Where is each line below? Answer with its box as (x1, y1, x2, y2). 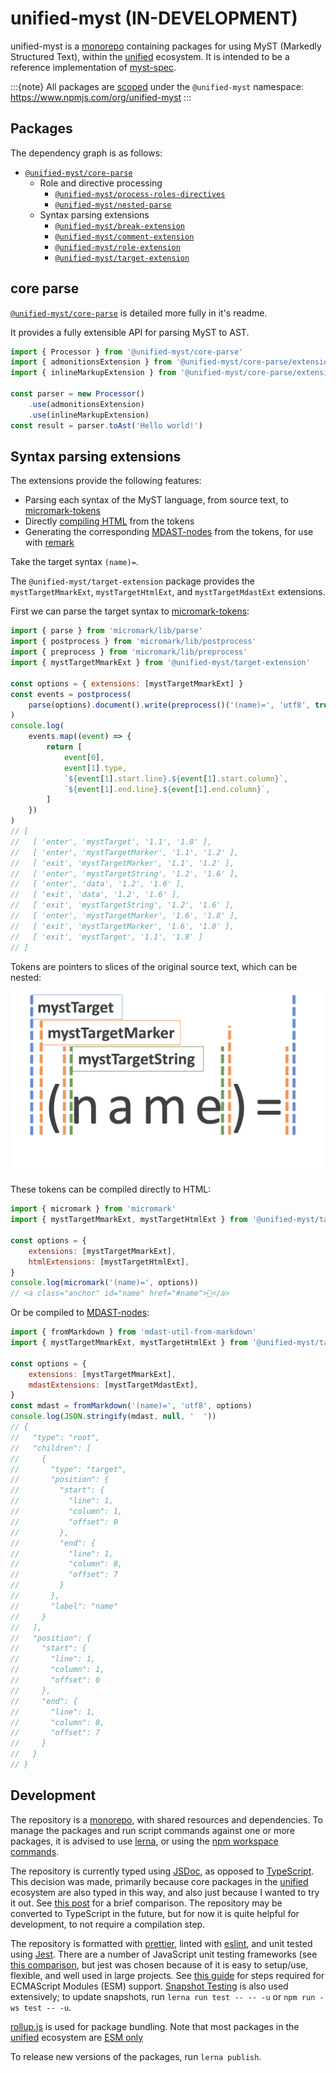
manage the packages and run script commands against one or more (10, 1824, 295, 1836)
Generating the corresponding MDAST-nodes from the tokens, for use (24, 526, 314, 538)
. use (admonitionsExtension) (28, 399, 145, 409)
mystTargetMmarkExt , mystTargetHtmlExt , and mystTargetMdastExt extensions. (10, 586, 326, 598)
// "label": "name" (10, 1601, 118, 1611)
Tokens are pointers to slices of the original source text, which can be (10, 960, 298, 972)
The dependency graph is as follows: (10, 147, 163, 159)
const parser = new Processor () (10, 389, 145, 399)
